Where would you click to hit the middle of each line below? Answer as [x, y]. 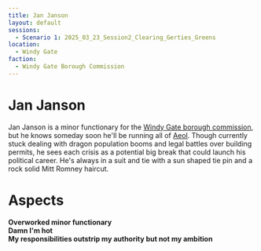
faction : [22, 60]
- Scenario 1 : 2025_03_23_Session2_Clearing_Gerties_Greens [116, 37]
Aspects [36, 200]
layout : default [35, 23]
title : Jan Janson [38, 15]
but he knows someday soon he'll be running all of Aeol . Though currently [128, 135]
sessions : [24, 30]
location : [24, 45]
